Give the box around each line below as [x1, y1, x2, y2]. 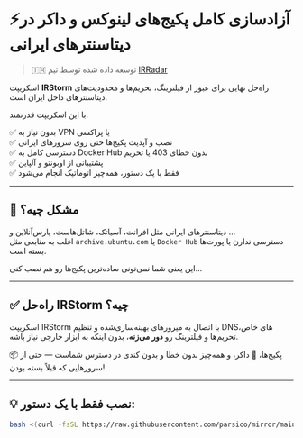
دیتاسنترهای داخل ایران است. [9, 91, 108, 102]
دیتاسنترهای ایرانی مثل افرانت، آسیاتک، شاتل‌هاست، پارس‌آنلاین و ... [9, 226, 236, 237]
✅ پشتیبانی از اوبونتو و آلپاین [9, 157, 104, 168]
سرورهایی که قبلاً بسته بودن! [9, 361, 106, 372]
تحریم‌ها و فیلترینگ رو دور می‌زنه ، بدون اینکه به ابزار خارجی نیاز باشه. [9, 331, 239, 342]
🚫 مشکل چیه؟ [9, 202, 79, 218]
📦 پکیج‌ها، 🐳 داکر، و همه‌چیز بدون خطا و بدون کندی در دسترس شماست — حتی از [9, 349, 282, 360]
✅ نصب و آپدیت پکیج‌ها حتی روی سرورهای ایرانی [9, 136, 173, 147]
